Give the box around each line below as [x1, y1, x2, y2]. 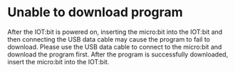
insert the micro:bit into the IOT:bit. [7, 57, 110, 66]
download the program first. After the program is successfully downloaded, [7, 50, 229, 59]
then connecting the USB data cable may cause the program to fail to [7, 35, 211, 43]
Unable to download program [7, 4, 183, 20]
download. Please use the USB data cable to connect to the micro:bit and [7, 42, 222, 51]
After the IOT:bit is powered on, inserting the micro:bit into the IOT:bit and [7, 28, 223, 36]
